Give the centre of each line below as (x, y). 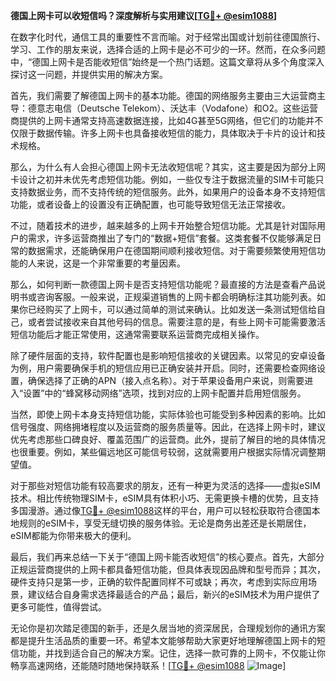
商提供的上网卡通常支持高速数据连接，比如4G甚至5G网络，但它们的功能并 (162, 120)
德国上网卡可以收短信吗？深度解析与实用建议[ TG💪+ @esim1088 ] (144, 15)
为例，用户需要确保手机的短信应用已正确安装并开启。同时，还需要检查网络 (163, 368)
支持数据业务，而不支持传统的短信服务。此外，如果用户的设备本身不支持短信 (168, 192)
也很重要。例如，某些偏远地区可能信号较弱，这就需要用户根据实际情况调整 (163, 452)
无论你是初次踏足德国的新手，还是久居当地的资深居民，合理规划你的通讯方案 (168, 628)
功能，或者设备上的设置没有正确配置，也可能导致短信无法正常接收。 (150, 204)
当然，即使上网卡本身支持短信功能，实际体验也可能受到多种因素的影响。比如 (168, 414)
